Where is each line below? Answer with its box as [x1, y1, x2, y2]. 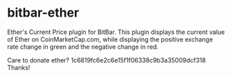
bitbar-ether [7, 5, 80, 21]
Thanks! [7, 63, 30, 71]
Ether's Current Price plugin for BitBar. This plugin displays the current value [7, 28, 225, 36]
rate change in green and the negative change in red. [7, 42, 159, 51]
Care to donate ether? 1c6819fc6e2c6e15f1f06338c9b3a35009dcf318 [7, 55, 206, 64]
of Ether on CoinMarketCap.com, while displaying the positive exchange [7, 35, 213, 43]
